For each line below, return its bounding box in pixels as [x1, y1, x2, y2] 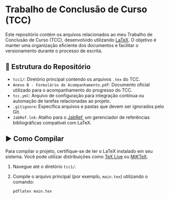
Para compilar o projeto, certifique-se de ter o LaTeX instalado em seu [5, 148, 153, 154]
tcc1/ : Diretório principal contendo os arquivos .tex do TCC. [12, 76, 140, 82]
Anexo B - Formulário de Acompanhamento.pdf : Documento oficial [12, 81, 150, 87]
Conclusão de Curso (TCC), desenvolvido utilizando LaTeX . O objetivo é [5, 37, 157, 43]
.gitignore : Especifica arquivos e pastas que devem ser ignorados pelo [12, 103, 164, 109]
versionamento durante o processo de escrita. [5, 48, 103, 54]
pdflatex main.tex [12, 188, 52, 194]
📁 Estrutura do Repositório [5, 62, 91, 71]
